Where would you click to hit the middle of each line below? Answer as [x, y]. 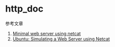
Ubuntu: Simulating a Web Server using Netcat [61, 39]
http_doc [24, 9]
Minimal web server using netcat [47, 33]
